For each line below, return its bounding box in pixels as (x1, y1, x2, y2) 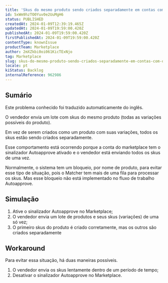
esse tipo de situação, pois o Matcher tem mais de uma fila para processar (5, 170, 159, 176)
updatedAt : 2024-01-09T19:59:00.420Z (5, 26, 84, 31)
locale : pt (5, 63, 28, 68)
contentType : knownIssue (5, 40, 57, 45)
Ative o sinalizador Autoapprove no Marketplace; (12, 208, 113, 214)
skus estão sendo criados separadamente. (5, 134, 93, 140)
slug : (5, 59, 16, 64)
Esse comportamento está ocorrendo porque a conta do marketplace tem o (5, 144, 161, 150)
